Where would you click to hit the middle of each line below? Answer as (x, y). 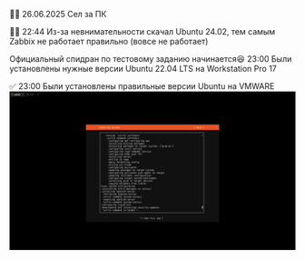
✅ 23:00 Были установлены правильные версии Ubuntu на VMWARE (142, 86)
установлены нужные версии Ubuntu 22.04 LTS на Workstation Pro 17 (143, 69)
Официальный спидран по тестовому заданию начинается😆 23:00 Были (151, 59)
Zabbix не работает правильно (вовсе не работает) (109, 41)
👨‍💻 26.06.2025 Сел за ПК (58, 14)
